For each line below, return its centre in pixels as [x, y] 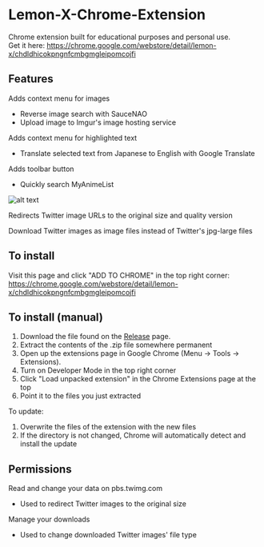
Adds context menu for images [59, 98]
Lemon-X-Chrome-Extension [107, 15]
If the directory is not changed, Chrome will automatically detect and [133, 435]
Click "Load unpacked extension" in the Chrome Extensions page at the [138, 379]
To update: [26, 411]
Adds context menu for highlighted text [73, 138]
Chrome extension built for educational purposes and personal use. [119, 37]
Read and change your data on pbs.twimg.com [85, 489]
